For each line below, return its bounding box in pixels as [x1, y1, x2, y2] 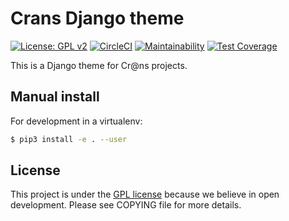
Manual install [10, 88, 100, 106]
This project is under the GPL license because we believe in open [10, 188, 280, 201]
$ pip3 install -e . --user [10, 134, 128, 144]
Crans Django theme [10, 7, 185, 30]
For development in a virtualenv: [10, 115, 143, 127]
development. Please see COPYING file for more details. [10, 199, 242, 211]
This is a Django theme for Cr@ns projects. [10, 59, 188, 71]
